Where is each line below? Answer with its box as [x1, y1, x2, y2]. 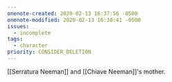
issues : [7, 23, 30, 30]
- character [13, 42, 49, 49]
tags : [7, 36, 23, 43]
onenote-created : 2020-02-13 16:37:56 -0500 [7, 10, 138, 17]
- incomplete [13, 29, 51, 37]
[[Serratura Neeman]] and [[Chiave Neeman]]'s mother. [7, 67, 166, 76]
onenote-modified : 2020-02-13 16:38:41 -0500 [7, 17, 141, 23]
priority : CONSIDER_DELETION [7, 49, 92, 56]
